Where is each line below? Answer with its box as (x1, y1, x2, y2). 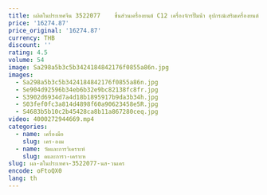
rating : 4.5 (8, 49, 48, 57)
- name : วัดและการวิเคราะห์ (15, 145, 85, 153)
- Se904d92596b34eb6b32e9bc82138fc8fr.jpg (15, 85, 159, 94)
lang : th (8, 174, 37, 183)
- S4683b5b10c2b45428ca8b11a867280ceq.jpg (15, 108, 159, 116)
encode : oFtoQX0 (8, 167, 62, 175)
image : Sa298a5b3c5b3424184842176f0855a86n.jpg (8, 64, 170, 72)
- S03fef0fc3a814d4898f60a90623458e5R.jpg (15, 100, 159, 108)
